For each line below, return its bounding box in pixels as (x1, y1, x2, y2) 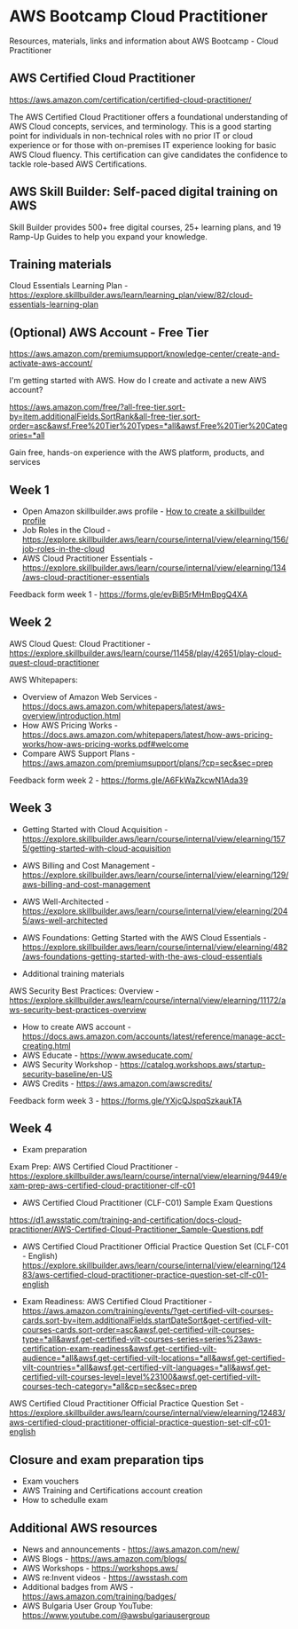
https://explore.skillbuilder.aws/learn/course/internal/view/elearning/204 (21, 905, 288, 916)
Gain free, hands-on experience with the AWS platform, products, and (9, 447, 264, 458)
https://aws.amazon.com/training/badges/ (21, 1591, 176, 1602)
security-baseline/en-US (21, 1068, 113, 1079)
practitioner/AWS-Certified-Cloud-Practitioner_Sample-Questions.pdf (9, 1224, 264, 1235)
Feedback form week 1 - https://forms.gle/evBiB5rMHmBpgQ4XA (9, 589, 248, 600)
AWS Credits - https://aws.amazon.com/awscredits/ (21, 1078, 213, 1089)
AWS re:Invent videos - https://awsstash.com (21, 1572, 188, 1583)
